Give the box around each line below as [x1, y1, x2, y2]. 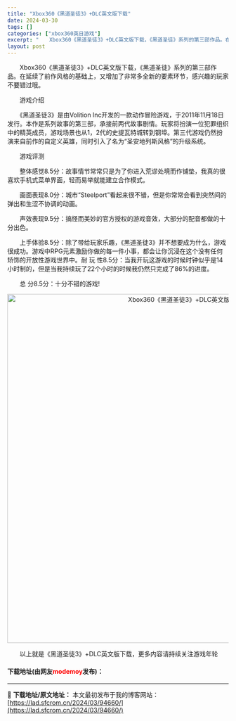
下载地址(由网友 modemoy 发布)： [7, 667, 104, 675]
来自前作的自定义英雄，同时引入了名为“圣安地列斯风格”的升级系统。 [13, 137, 210, 145]
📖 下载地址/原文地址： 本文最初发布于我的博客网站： [7, 691, 159, 699]
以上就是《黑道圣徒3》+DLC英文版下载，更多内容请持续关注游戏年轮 [19, 650, 218, 658]
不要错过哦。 [7, 81, 44, 89]
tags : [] [7, 23, 33, 30]
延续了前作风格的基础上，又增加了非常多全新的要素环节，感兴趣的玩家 [25, 72, 229, 80]
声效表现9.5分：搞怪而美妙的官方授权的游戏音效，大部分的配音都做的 [19, 215, 220, 222]
